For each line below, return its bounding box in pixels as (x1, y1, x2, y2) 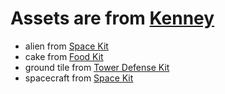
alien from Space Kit (24, 40, 109, 52)
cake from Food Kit (24, 50, 104, 62)
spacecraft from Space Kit (24, 72, 134, 84)
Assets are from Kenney (10, 7, 215, 30)
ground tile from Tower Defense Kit (24, 61, 170, 73)
